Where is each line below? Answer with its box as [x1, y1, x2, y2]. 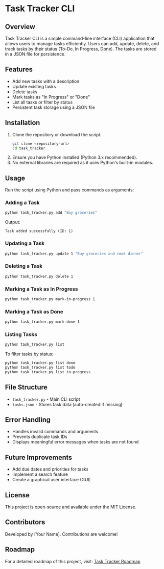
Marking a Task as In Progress [5, 285, 78, 292]
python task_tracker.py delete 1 [5, 274, 73, 279]
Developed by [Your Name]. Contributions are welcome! [5, 531, 118, 537]
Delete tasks [12, 89, 38, 95]
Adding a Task [5, 199, 40, 206]
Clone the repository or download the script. [12, 131, 102, 137]
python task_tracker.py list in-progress [5, 369, 91, 374]
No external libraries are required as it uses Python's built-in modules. [12, 160, 153, 166]
